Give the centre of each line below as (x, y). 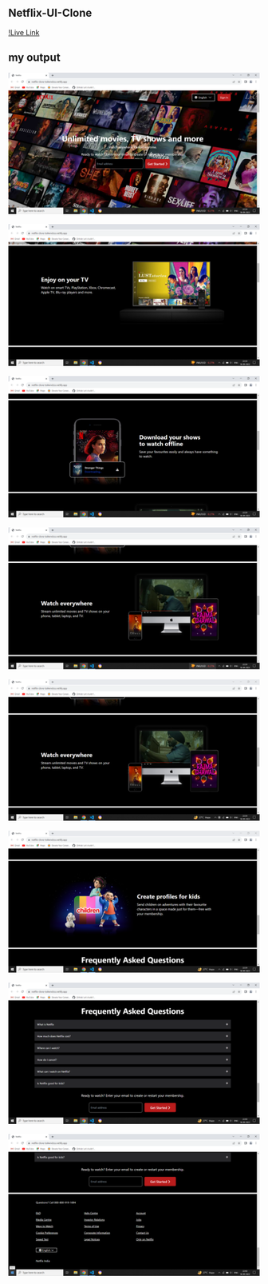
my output (35, 58)
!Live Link (24, 32)
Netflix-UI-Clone (50, 13)
